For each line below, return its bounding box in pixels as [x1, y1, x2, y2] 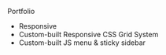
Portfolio [7, 7, 35, 15]
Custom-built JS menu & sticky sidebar [18, 38, 146, 47]
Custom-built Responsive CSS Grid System [18, 30, 159, 39]
